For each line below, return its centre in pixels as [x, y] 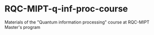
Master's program [23, 27]
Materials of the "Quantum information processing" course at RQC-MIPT [77, 22]
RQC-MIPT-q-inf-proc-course [66, 9]
